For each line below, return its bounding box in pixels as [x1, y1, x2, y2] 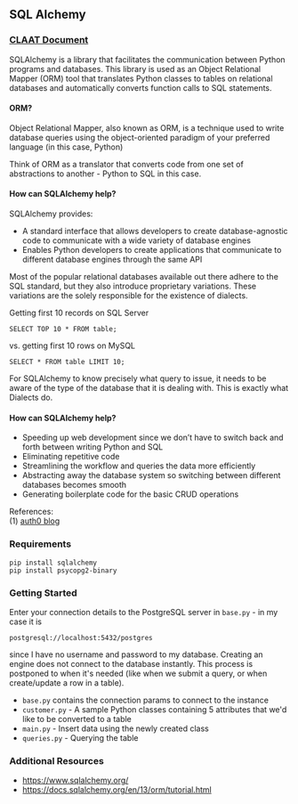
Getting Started [9, 587, 77, 599]
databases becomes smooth [21, 480, 127, 491]
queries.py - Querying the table [21, 732, 139, 743]
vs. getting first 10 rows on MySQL [9, 340, 136, 351]
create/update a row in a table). [9, 677, 125, 688]
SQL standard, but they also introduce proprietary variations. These [9, 280, 256, 292]
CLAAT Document [9, 34, 89, 46]
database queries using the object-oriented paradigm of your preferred [9, 132, 270, 142]
